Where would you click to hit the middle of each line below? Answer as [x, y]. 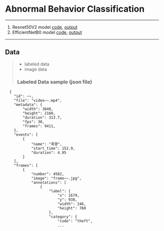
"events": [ [26, 135]
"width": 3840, [38, 109]
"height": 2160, [39, 113]
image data [36, 69]
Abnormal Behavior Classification [75, 9]
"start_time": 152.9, [53, 148]
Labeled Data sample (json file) [54, 82]
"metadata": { [28, 105]
